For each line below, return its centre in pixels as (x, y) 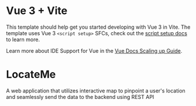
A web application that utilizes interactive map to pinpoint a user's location (96, 90)
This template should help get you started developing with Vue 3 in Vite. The (98, 27)
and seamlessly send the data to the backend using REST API (80, 97)
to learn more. (23, 39)
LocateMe (31, 75)
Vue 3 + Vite (37, 11)
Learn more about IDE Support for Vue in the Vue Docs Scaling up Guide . (94, 50)
